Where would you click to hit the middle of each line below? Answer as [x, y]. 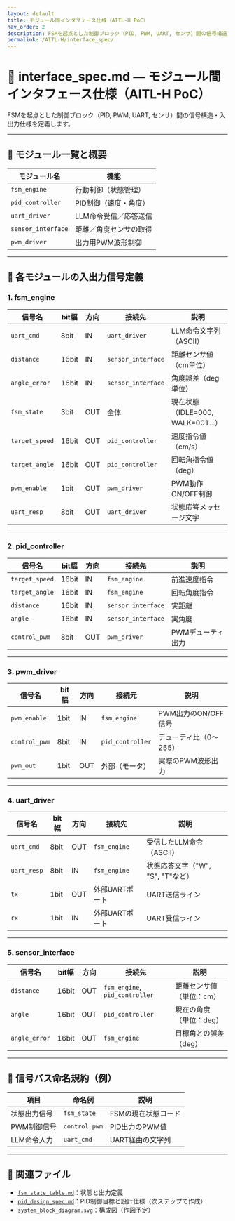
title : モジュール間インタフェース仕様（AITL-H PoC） [78, 20]
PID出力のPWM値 [138, 1126]
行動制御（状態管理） [110, 190]
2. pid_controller [36, 546]
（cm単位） [190, 364]
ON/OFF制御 [192, 494]
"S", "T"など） [170, 876]
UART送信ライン [173, 895]
